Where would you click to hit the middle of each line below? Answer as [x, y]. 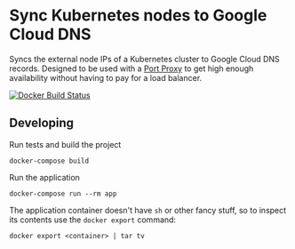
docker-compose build [49, 161]
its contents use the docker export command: [92, 220]
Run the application [44, 177]
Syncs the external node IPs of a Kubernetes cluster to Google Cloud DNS [144, 59]
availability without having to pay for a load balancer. [106, 77]
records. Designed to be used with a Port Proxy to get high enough [132, 68]
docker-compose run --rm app [63, 193]
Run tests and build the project [65, 144]
